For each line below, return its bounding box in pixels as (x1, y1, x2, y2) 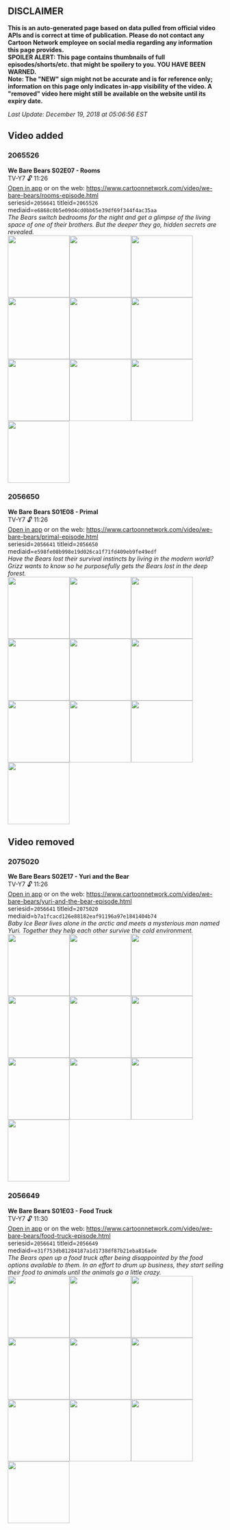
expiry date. (8, 96, 43, 105)
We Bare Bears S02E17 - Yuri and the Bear (8, 873, 129, 881)
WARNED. (8, 67, 37, 76)
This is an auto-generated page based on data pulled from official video (8, 23, 216, 32)
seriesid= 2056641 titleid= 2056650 (8, 539, 99, 548)
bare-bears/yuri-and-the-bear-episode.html (8, 897, 132, 905)
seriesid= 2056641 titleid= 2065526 (8, 199, 99, 207)
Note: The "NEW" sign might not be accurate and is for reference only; (8, 75, 213, 83)
